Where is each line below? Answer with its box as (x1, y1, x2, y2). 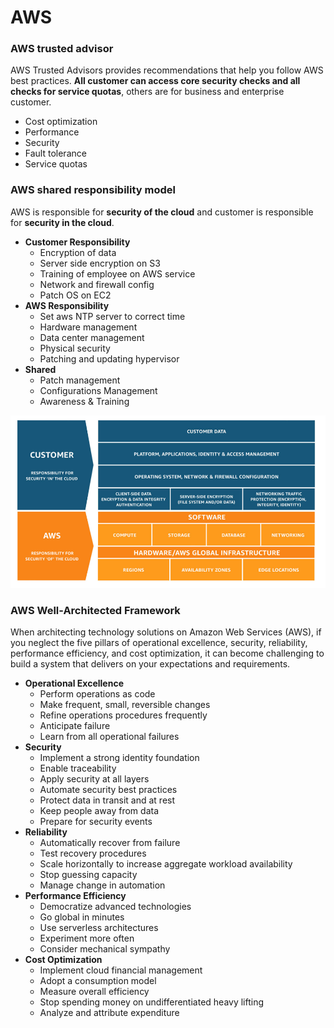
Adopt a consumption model (39, 975, 157, 987)
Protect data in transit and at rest (39, 794, 176, 806)
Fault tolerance (24, 147, 87, 160)
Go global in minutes (39, 911, 125, 923)
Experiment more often (39, 932, 135, 945)
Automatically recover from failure (39, 837, 181, 849)
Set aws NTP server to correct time (39, 310, 186, 322)
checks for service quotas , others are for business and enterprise (10, 86, 285, 98)
